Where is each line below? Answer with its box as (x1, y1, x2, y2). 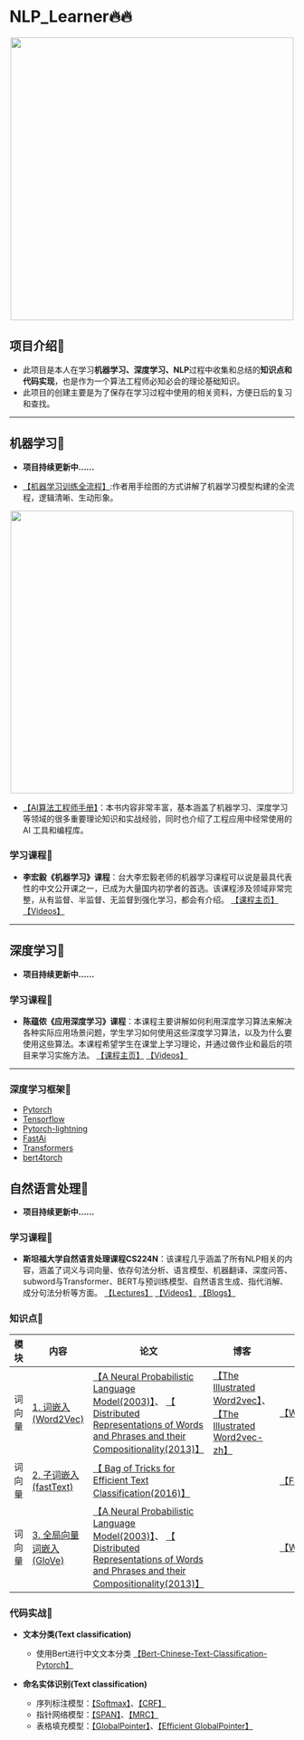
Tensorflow (22, 1114, 65, 1125)
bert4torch (22, 1152, 63, 1164)
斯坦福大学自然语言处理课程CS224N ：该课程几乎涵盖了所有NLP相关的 (22, 1253, 285, 1264)
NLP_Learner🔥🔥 (9, 6, 133, 27)
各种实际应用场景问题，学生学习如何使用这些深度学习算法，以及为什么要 (22, 1027, 292, 1038)
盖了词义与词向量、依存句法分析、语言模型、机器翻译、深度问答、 (46, 1265, 292, 1276)
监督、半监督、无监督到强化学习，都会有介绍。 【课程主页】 (53, 894, 279, 905)
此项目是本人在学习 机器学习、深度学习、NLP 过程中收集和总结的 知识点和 (22, 364, 292, 375)
